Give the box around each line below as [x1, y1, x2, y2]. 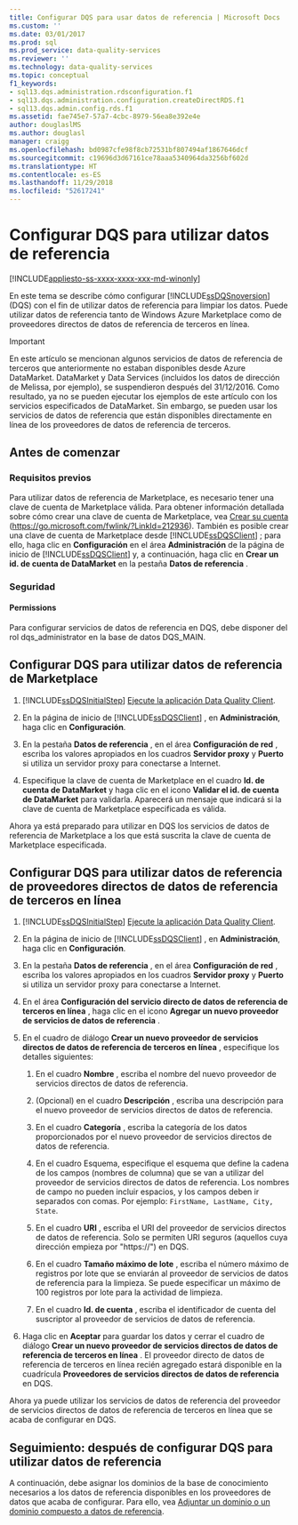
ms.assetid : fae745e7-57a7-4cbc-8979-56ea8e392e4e [9, 112, 201, 121]
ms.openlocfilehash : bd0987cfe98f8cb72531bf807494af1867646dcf [9, 145, 249, 154]
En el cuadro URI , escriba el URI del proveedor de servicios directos [35, 1223, 286, 1233]
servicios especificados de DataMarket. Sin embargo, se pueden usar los [9, 400, 278, 411]
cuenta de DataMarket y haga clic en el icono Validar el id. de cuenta [21, 784, 279, 795]
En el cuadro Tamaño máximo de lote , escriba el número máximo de [35, 1259, 289, 1270]
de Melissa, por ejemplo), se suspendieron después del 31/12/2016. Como [9, 381, 280, 392]
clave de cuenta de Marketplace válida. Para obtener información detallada [9, 502, 285, 512]
